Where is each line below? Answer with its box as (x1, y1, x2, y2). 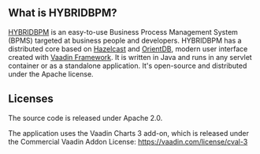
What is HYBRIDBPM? (8, 6, 117, 20)
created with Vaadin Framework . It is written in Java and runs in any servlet (8, 52, 252, 62)
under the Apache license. (8, 69, 94, 78)
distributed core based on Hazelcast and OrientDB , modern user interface (8, 43, 248, 54)
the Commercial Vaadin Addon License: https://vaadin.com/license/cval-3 (8, 137, 248, 146)
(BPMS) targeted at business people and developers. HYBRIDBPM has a (8, 36, 242, 45)
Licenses (8, 92, 54, 106)
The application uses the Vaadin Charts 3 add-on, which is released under (8, 128, 250, 137)
